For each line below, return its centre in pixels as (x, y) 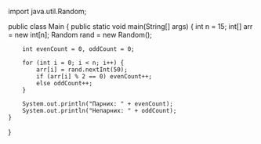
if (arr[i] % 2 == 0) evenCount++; (94, 77)
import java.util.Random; (47, 11)
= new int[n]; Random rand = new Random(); (80, 35)
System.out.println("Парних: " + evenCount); (98, 104)
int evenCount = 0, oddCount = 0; (78, 49)
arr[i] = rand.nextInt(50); (82, 70)
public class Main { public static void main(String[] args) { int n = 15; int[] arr (130, 26)
